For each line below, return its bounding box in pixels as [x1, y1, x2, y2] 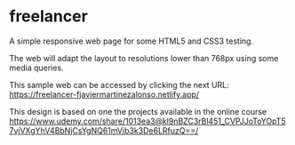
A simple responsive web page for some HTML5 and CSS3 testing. [9, 36, 254, 46]
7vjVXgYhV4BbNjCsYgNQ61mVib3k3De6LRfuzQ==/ [9, 125, 199, 135]
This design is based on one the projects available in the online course [9, 106, 267, 117]
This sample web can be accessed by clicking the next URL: [9, 79, 229, 90]
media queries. [9, 62, 64, 73]
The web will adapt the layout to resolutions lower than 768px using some [9, 52, 279, 63]
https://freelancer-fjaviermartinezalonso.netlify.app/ [9, 89, 200, 100]
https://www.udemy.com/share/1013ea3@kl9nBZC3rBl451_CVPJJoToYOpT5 [9, 116, 286, 126]
